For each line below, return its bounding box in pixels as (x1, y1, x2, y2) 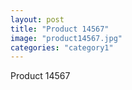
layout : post (10, 14, 65, 25)
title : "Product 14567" (10, 24, 110, 34)
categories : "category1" (10, 42, 114, 53)
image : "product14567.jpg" (10, 33, 123, 43)
